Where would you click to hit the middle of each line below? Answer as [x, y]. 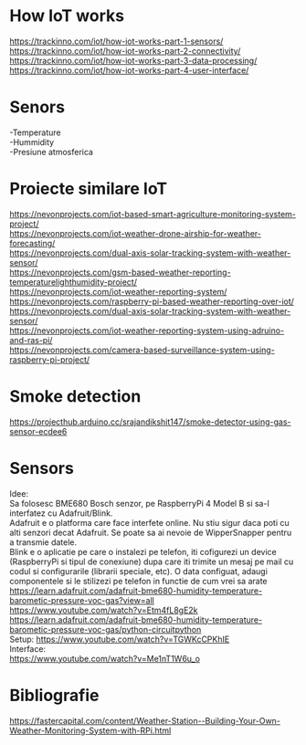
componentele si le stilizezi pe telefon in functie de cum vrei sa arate [138, 581]
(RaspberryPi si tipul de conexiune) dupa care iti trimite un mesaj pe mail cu [152, 561]
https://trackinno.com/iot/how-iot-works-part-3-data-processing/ [133, 60]
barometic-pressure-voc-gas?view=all [82, 600]
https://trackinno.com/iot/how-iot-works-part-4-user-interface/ [129, 70]
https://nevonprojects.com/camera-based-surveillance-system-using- [142, 350]
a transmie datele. [43, 542]
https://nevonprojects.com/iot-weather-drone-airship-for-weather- [136, 233]
